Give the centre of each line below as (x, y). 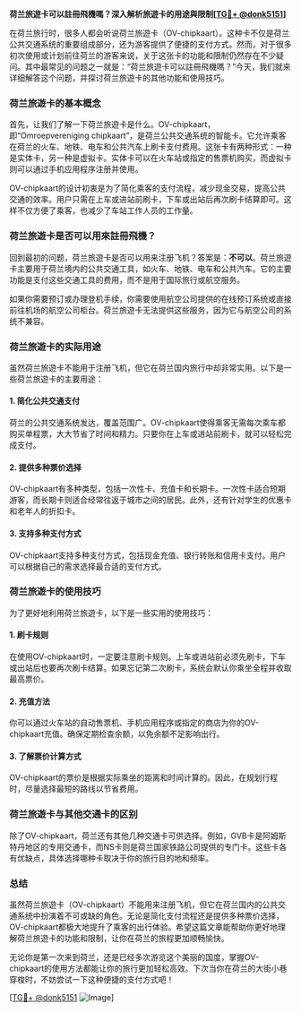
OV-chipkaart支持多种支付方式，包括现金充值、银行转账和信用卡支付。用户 (148, 555)
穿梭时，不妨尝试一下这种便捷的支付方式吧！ (92, 979)
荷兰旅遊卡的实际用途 (55, 347)
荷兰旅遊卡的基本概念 (55, 103)
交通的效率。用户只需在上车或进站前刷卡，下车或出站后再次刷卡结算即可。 (146, 200)
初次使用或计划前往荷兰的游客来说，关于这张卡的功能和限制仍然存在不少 (142, 56)
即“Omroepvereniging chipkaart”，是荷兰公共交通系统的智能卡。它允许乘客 (148, 136)
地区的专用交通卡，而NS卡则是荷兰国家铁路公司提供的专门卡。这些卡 (152, 846)
